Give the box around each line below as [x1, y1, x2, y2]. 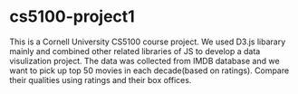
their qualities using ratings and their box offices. [9, 74, 192, 85]
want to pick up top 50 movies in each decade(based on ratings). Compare [9, 65, 290, 76]
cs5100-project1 [9, 6, 136, 27]
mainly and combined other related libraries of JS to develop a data [9, 45, 261, 56]
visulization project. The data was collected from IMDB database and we [9, 55, 280, 66]
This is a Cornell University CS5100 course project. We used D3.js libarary [9, 36, 286, 47]
